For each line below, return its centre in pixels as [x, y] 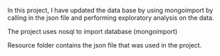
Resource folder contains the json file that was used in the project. [105, 45]
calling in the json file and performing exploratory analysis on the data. [111, 18]
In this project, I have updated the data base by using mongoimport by [110, 10]
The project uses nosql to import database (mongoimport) [93, 32]
